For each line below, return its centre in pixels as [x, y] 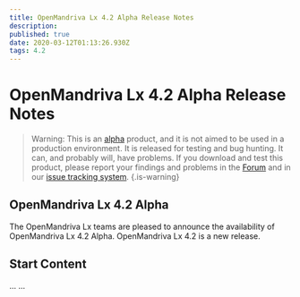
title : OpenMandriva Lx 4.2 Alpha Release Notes [102, 17]
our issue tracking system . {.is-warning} [105, 177]
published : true [39, 34]
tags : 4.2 [28, 51]
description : [34, 26]
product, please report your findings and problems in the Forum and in [161, 167]
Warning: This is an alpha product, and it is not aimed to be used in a [158, 139]
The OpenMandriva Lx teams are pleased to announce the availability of [142, 226]
